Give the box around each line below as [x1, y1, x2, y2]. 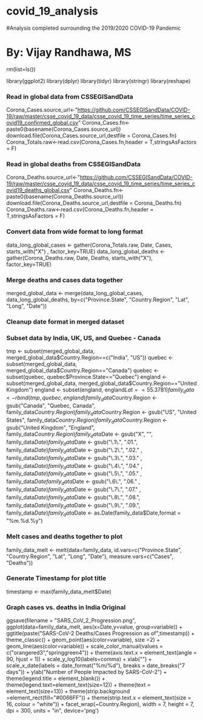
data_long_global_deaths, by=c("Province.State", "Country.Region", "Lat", [6, 296, 190, 304]
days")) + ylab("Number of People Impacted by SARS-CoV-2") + [6, 668, 167, 676]
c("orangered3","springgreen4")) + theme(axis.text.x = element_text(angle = [6, 649, 198, 656]
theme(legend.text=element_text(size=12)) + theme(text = [6, 681, 151, 688]
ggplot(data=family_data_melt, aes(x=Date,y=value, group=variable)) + [6, 623, 183, 631]
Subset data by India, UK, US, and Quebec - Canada [6, 333, 161, 342]
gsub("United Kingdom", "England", [6, 424, 95, 432]
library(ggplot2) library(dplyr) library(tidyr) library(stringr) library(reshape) [6, 77, 191, 84]
